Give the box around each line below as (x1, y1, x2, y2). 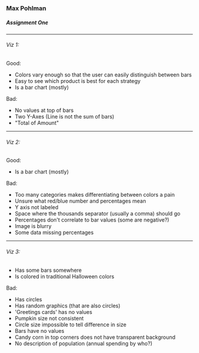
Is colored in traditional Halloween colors (14, 272, 114, 280)
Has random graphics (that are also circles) (14, 302, 121, 309)
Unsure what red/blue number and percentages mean (14, 197, 146, 205)
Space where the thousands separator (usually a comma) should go (14, 210, 181, 217)
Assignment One (6, 19, 49, 26)
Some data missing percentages (14, 229, 94, 236)
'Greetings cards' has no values (14, 308, 93, 315)
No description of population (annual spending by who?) (14, 339, 153, 347)
